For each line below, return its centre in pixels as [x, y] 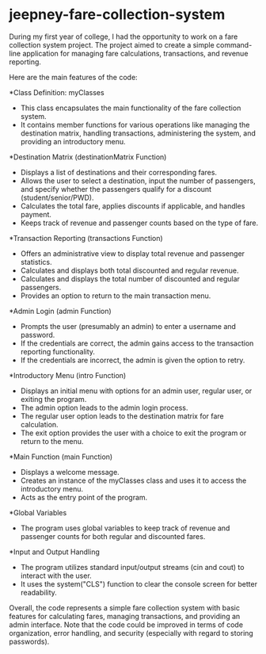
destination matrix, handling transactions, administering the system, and [138, 133]
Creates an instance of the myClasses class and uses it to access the [133, 480]
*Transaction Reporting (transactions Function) [86, 238]
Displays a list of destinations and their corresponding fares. [118, 172]
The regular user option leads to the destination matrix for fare [122, 416]
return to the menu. [52, 441]
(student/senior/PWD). [57, 197]
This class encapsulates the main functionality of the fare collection [131, 108]
